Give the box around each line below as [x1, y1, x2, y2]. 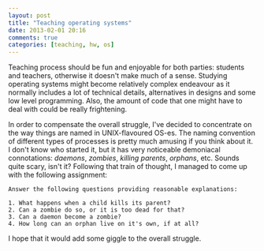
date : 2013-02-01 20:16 [8, 26, 87, 34]
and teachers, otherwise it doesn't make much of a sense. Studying [8, 71, 228, 81]
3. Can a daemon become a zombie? [8, 213, 122, 221]
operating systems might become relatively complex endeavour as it [8, 80, 230, 89]
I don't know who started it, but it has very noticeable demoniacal [8, 145, 221, 155]
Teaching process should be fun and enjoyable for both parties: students [8, 62, 245, 72]
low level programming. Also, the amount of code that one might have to [8, 96, 243, 106]
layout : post [8, 11, 51, 20]
